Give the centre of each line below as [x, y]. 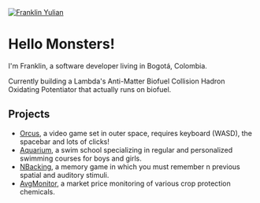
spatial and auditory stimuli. [64, 175]
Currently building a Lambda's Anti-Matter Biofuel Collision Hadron [117, 81]
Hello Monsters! [62, 44]
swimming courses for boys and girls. [80, 158]
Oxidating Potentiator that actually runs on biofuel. [90, 89]
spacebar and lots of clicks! [65, 142]
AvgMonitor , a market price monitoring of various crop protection [125, 183]
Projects [29, 114]
